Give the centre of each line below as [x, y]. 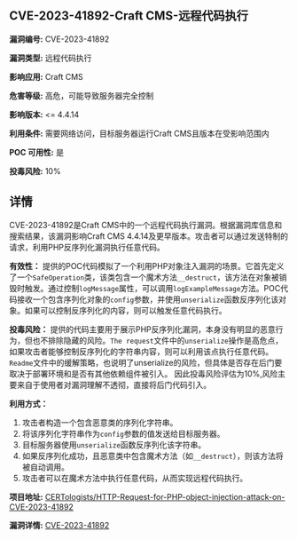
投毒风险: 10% [35, 170]
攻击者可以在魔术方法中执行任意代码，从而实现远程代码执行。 [135, 478]
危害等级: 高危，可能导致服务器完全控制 [82, 95]
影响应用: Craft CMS [47, 76]
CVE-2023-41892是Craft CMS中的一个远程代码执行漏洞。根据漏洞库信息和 [146, 225]
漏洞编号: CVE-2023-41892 [59, 39]
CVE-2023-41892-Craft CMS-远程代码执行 [129, 16]
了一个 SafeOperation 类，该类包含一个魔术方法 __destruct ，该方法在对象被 [144, 277]
